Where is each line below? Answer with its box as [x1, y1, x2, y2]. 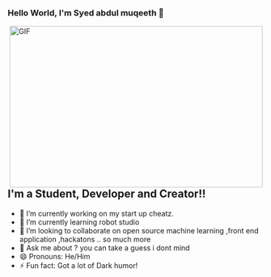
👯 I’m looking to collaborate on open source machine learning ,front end [19, 225, 259, 235]
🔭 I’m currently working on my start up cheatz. [19, 208, 175, 218]
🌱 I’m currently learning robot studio [19, 217, 140, 227]
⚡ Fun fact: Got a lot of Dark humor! [19, 260, 138, 270]
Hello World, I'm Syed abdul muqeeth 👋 [7, 7, 164, 19]
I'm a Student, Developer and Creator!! [7, 187, 206, 201]
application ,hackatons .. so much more [19, 234, 151, 244]
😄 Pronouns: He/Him [19, 251, 91, 261]
